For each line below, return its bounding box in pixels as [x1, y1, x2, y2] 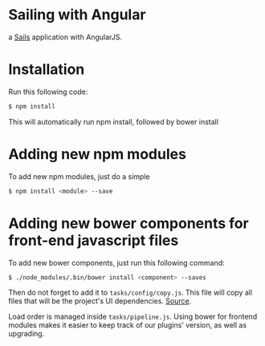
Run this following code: [8, 87, 88, 96]
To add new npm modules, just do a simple [8, 171, 150, 181]
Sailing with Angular [8, 6, 146, 24]
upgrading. [8, 329, 45, 339]
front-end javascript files [8, 231, 179, 250]
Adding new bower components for [8, 214, 249, 232]
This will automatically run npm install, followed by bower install [8, 116, 219, 126]
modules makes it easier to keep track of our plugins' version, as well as [8, 320, 247, 330]
